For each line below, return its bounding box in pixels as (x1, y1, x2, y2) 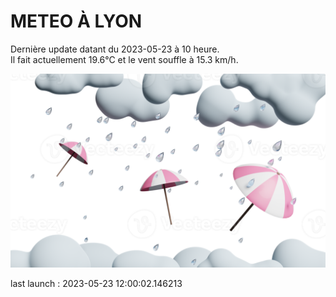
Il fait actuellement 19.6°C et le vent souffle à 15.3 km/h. (10, 53, 239, 65)
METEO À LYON (10, 10, 143, 33)
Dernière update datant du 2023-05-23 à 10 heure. (10, 43, 220, 55)
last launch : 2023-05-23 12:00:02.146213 (10, 278, 183, 290)
